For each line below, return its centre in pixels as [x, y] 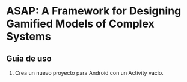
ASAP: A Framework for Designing [94, 11]
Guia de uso [29, 58]
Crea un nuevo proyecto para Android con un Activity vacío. [89, 73]
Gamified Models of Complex [80, 24]
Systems [29, 37]
